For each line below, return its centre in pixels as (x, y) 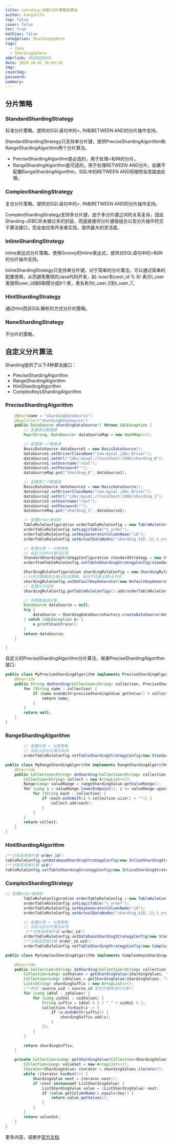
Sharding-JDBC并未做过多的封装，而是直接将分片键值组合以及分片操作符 (82, 221)
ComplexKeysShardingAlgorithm (47, 392)
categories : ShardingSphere (35, 39)
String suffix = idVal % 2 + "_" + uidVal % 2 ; (93, 1003)
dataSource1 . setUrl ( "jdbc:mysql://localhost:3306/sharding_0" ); (94, 458)
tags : (11, 44)
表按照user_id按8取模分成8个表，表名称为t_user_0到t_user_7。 (71, 283)
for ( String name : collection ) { (60, 689)
